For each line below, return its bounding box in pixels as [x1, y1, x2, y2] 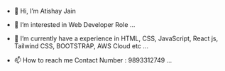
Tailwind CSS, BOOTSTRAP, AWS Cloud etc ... [13, 42, 149, 50]
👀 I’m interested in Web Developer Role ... [13, 21, 136, 28]
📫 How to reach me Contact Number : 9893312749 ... [13, 56, 172, 64]
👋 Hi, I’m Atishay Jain [13, 7, 77, 15]
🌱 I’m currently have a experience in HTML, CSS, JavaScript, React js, [13, 34, 219, 43]
